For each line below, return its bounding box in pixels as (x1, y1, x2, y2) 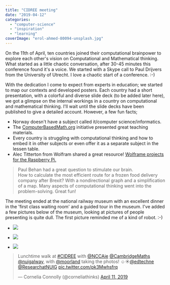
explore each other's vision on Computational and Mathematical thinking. (5, 55, 159, 61)
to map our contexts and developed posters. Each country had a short (5, 87, 153, 93)
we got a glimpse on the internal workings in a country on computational (5, 98, 157, 104)
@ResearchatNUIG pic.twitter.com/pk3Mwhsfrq (17, 264, 118, 270)
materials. (12, 129, 34, 135)
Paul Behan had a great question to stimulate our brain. (17, 167, 133, 173)
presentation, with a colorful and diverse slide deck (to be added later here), (5, 92, 165, 99)
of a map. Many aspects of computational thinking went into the (17, 182, 152, 189)
